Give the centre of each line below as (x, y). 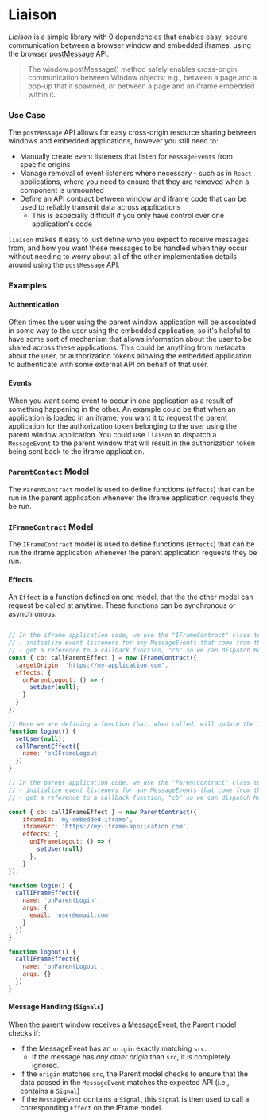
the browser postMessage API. (59, 53)
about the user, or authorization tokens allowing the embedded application (130, 356)
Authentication (34, 304)
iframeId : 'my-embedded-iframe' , (78, 819)
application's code (62, 224)
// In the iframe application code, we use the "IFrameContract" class (129, 636)
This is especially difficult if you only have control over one (128, 216)
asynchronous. (33, 614)
